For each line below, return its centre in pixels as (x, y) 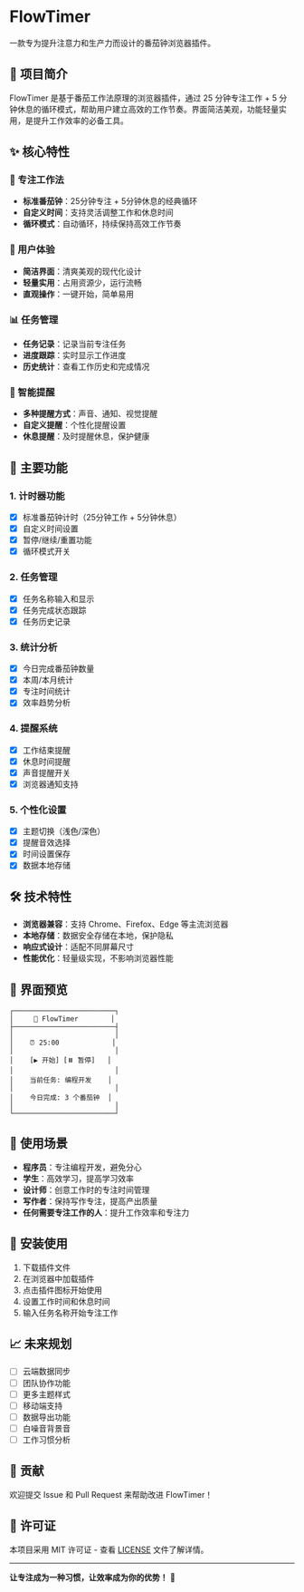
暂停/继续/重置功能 (57, 540)
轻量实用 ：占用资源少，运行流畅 (82, 282)
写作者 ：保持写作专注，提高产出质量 (90, 1201)
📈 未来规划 (41, 1344)
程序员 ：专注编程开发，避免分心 (82, 1167)
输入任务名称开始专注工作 (70, 1313)
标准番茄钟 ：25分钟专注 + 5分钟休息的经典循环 (110, 201)
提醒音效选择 (46, 843)
